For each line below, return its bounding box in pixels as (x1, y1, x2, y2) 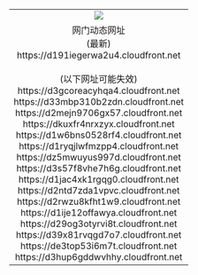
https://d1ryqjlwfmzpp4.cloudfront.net (19, 139, 179, 152)
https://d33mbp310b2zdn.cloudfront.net (13, 95, 184, 107)
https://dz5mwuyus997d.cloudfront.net (16, 151, 181, 163)
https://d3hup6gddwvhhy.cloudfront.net (14, 250, 183, 263)
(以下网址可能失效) (59, 73, 139, 85)
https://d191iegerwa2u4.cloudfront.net (16, 49, 181, 61)
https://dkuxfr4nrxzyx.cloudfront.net (22, 117, 175, 130)
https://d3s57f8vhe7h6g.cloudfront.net (16, 161, 181, 174)
